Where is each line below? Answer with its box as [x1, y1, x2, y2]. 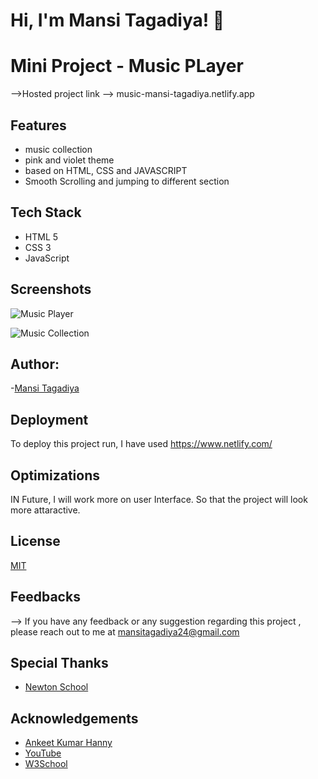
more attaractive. [10, 504, 81, 516]
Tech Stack [10, 204, 82, 221]
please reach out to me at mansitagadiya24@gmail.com [10, 625, 240, 638]
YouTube [24, 747, 62, 759]
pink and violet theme [24, 154, 115, 166]
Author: [10, 355, 60, 373]
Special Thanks [10, 655, 109, 672]
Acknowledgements [10, 710, 139, 727]
